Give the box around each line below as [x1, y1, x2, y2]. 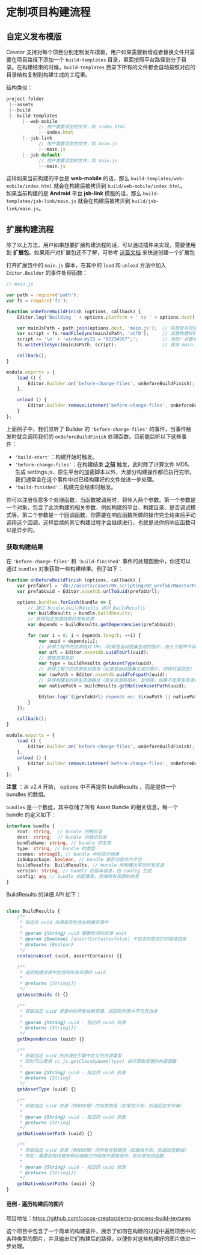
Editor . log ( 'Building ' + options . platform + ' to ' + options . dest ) [17, 314, 195, 320]
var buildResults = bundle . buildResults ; [28, 610, 133, 616]
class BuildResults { [6, 908, 61, 914]
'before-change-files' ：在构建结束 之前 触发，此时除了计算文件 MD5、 [14, 460, 194, 468]
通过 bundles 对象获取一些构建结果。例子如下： [6, 565, 123, 572]
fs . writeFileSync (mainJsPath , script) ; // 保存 [17, 342, 180, 348]
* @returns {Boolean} [19, 942, 74, 948]
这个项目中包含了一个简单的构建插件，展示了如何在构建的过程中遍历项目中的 [6, 1227, 196, 1235]
